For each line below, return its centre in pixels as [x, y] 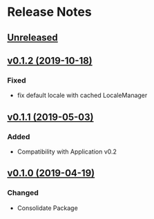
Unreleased [33, 38]
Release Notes [49, 12]
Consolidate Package [47, 208]
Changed [23, 193]
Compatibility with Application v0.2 [67, 152]
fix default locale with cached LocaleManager [82, 95]
